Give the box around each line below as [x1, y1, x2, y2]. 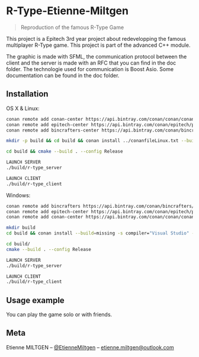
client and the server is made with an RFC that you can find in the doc [6, 59, 176, 66]
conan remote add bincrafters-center [6, 127, 99, 133]
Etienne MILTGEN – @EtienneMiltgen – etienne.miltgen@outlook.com [6, 343, 174, 350]
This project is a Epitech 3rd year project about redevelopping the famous [6, 35, 187, 42]
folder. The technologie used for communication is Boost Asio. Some [6, 65, 174, 72]
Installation [6, 89, 49, 99]
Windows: [6, 191, 31, 199]
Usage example [6, 295, 65, 305]
